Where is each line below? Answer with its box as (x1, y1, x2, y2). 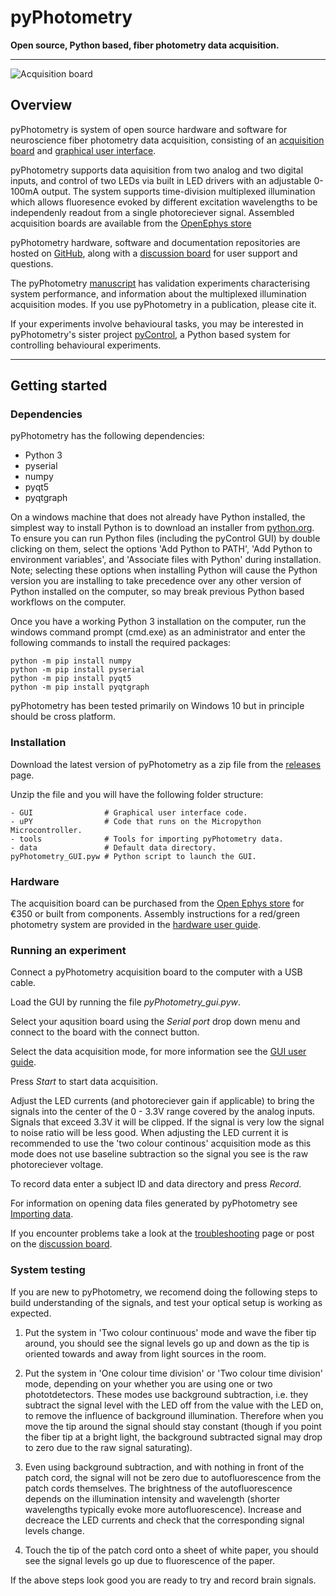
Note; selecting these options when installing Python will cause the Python (10, 564, 318, 576)
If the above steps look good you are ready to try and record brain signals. (10, 1574, 317, 1586)
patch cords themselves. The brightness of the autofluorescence (24, 1482, 293, 1494)
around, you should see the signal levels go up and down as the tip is (24, 1337, 310, 1349)
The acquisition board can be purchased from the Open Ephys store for (10, 897, 305, 910)
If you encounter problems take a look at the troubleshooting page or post (10, 1227, 315, 1240)
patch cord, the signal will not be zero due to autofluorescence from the (24, 1471, 322, 1483)
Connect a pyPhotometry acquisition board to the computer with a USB (10, 966, 303, 978)
